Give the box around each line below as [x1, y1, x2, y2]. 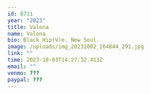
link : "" [7, 50, 33, 57]
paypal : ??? [7, 76, 43, 83]
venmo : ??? [7, 69, 40, 76]
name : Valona [7, 30, 46, 37]
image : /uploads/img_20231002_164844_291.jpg [7, 43, 144, 50]
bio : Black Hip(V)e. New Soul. [7, 37, 100, 44]
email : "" [7, 63, 37, 70]
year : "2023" [7, 17, 46, 24]
